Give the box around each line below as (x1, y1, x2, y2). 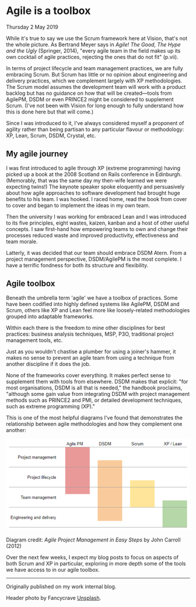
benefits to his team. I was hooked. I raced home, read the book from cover (6, 195, 187, 202)
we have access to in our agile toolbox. (6, 566, 100, 573)
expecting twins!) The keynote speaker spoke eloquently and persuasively (6, 183, 185, 190)
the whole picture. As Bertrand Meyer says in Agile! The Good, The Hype (6, 41, 181, 48)
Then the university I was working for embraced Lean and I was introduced (6, 213, 187, 220)
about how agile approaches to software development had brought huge (6, 189, 180, 196)
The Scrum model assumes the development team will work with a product (6, 83, 186, 90)
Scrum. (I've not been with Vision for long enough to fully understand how (6, 102, 184, 109)
